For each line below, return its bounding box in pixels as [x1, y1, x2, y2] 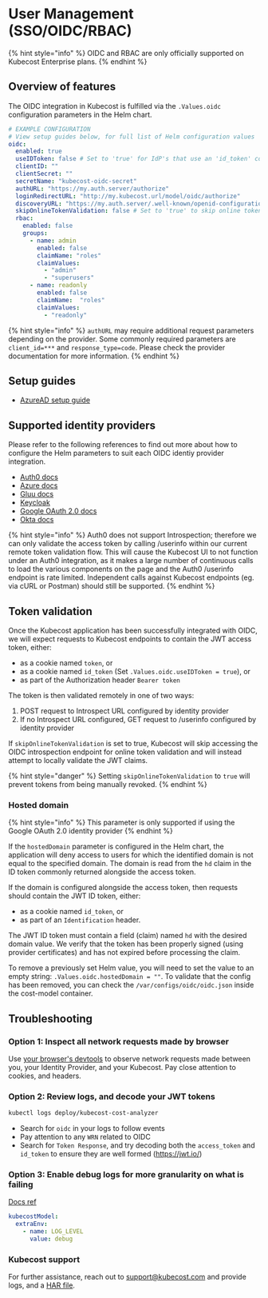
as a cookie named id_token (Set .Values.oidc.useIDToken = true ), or [19, 666, 251, 676]
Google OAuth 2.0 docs [19, 506, 97, 516]
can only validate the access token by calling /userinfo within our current [8, 539, 247, 549]
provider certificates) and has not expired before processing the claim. [8, 948, 241, 957]
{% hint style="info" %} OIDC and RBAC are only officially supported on [8, 48, 245, 58]
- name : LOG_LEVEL [22, 1228, 84, 1236]
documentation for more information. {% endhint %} [8, 351, 180, 361]
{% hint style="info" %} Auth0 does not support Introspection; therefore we [8, 530, 257, 540]
